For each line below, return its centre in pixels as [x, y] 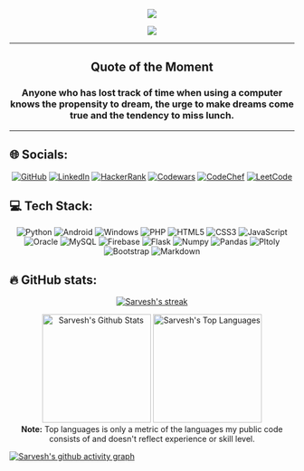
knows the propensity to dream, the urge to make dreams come [152, 104]
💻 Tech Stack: [51, 206]
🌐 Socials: [39, 155]
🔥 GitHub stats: [53, 280]
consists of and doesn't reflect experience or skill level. [152, 439]
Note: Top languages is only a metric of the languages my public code [152, 429]
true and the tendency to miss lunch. [152, 116]
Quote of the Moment [152, 67]
